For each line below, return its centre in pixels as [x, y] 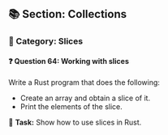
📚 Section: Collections [68, 14]
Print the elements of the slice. [71, 106]
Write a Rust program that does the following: [84, 82]
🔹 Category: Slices [46, 41]
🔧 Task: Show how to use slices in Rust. [75, 122]
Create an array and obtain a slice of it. [85, 98]
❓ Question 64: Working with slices [69, 61]
